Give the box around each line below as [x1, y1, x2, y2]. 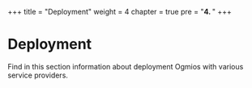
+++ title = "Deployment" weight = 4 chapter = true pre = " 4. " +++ [7, 7, 232, 16]
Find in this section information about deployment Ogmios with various [7, 61, 244, 71]
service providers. [7, 70, 68, 80]
